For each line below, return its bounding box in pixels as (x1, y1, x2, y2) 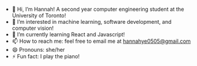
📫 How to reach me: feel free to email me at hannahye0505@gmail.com (11, 37, 191, 45)
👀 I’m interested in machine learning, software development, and (11, 18, 172, 25)
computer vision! (11, 24, 54, 32)
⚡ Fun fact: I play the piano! (11, 53, 80, 59)
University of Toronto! (11, 12, 66, 19)
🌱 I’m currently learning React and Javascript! (11, 31, 125, 38)
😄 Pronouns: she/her (11, 46, 65, 53)
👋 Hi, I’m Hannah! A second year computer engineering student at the (11, 6, 184, 12)
